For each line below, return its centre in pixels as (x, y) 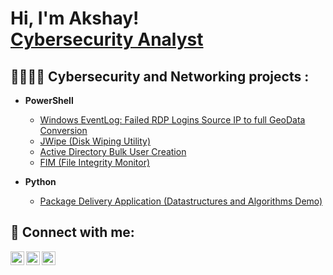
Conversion (63, 130)
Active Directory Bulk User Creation (113, 151)
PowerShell (49, 100)
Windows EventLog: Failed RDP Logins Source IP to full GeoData (172, 120)
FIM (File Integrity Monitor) (95, 162)
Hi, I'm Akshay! (75, 18)
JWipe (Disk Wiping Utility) (95, 141)
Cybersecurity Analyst (107, 39)
